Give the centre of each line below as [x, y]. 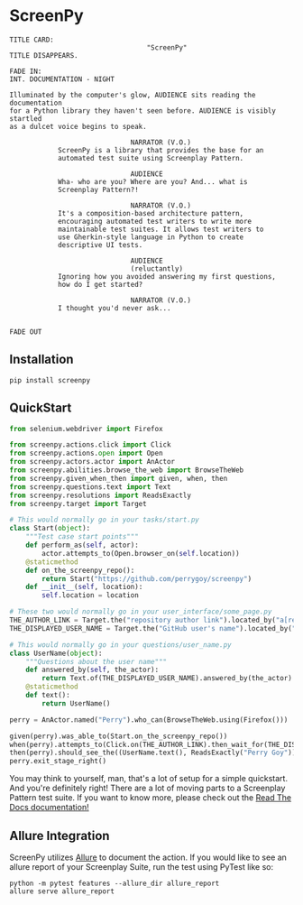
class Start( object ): [50, 529]
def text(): [48, 696]
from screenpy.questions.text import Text [90, 487]
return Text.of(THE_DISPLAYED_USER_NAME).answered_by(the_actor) [167, 679]
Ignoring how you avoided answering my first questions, [167, 276]
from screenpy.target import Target [78, 503]
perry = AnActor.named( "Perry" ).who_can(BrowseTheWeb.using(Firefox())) [149, 720]
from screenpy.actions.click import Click [90, 445]
